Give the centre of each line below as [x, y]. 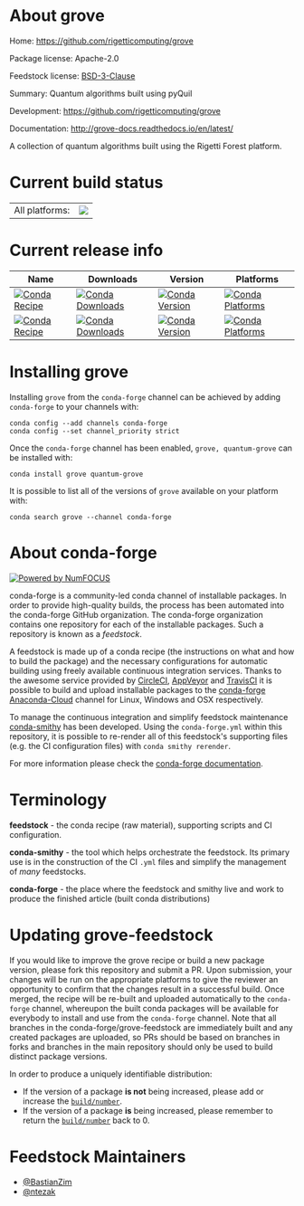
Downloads [113, 279]
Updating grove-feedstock [111, 935]
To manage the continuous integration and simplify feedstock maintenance [149, 717]
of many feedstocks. [48, 871]
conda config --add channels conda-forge [89, 423]
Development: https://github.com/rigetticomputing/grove [115, 110]
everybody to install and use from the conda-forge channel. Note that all [143, 1018]
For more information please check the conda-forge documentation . [137, 763]
